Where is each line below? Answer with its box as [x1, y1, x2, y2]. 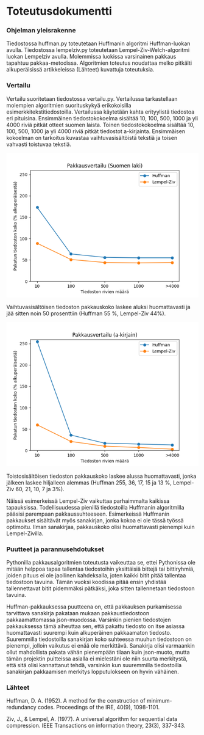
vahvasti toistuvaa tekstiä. [6, 141, 72, 148]
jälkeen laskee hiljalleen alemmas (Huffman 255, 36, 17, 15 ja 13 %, [6, 478, 172, 486]
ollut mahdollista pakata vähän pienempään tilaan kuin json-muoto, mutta [6, 649, 190, 656]
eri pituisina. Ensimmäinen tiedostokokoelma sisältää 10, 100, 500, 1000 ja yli [6, 114, 199, 122]
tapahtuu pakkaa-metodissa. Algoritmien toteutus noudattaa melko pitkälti [6, 59, 192, 67]
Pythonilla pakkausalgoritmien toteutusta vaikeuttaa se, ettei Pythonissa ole [6, 559, 196, 566]
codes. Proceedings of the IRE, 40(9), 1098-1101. [37, 704, 160, 711]
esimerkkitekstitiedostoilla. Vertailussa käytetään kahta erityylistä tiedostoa [6, 108, 195, 115]
